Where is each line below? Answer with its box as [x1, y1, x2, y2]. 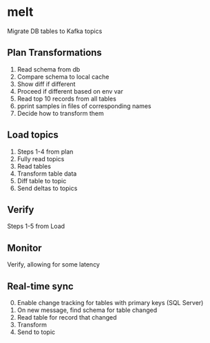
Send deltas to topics [17, 184, 78, 192]
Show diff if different [17, 80, 76, 88]
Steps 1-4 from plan [17, 147, 74, 156]
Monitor [7, 242, 43, 253]
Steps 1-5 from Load [7, 222, 65, 231]
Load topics [7, 129, 59, 141]
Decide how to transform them [17, 109, 105, 117]
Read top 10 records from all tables [17, 94, 117, 103]
